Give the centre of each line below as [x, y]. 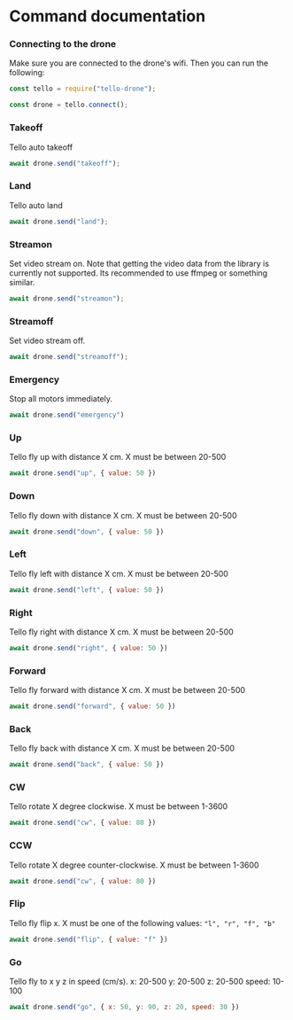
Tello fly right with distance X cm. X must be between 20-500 [122, 632]
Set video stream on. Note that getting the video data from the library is [139, 263]
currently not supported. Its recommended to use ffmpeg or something [139, 273]
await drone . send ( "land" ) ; [59, 222]
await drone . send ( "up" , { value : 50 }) [83, 473]
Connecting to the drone [63, 44]
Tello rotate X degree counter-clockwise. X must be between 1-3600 [134, 865]
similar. [22, 282]
